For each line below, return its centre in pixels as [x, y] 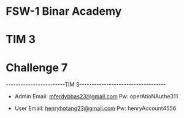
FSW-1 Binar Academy [64, 11]
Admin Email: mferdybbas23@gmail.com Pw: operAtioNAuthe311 [96, 96]
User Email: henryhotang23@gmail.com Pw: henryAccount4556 [95, 108]
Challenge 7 [37, 67]
